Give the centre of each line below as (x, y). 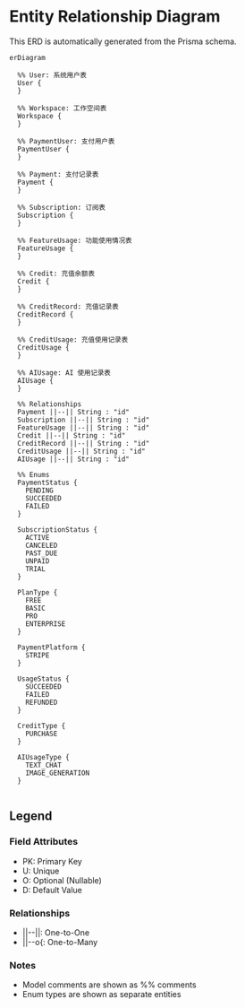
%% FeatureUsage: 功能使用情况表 (75, 240)
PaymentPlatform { (52, 647)
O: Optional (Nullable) (62, 880)
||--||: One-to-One (56, 932)
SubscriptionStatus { (58, 530)
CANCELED (42, 545)
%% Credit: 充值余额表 (56, 274)
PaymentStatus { (47, 482)
